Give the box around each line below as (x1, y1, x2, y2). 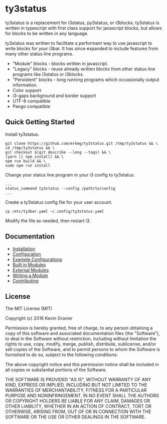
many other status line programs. (5, 51, 74, 57)
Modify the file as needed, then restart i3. (5, 217, 91, 224)
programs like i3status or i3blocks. (12, 71, 84, 77)
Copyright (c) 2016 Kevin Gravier (5, 315, 73, 321)
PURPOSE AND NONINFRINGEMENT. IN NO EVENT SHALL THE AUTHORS (5, 393, 159, 399)
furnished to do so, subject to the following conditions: (5, 352, 118, 358)
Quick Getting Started (5, 118, 75, 126)
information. (12, 81, 38, 88)
